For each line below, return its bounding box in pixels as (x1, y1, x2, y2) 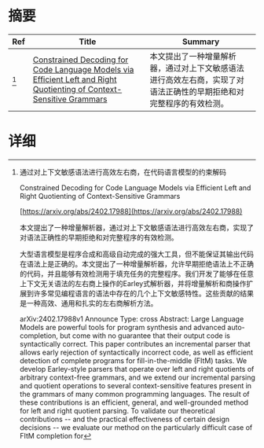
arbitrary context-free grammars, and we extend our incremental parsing (19, 373, 255, 382)
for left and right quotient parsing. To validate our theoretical (19, 406, 215, 415)
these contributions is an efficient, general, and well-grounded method (19, 398, 249, 407)
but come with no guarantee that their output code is (60, 331, 230, 340)
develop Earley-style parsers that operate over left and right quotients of (19, 364, 255, 373)
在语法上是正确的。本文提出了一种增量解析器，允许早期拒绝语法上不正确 (19, 259, 254, 268)
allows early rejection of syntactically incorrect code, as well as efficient (19, 347, 254, 357)
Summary (181, 36, 220, 47)
